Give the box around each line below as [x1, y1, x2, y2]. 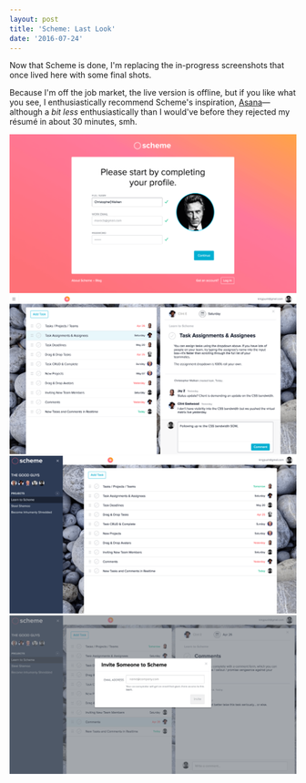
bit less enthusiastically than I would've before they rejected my [51, 107, 291, 117]
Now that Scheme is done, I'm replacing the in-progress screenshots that [9, 60, 285, 71]
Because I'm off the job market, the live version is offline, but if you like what [9, 87, 296, 98]
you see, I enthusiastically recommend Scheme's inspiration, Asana [9, 97, 262, 108]
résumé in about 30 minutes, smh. [9, 117, 138, 127]
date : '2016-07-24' [9, 34, 84, 43]
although [9, 107, 43, 117]
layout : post [9, 15, 59, 24]
